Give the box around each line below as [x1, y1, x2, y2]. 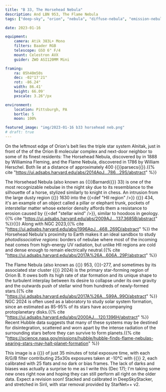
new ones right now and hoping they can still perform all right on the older [5, 371, 156, 377]
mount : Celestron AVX [14, 52, 58, 57]
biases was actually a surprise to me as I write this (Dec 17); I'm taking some [5, 365, 161, 371]
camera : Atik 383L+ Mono [14, 39, 65, 44]
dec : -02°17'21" [14, 75, 48, 80]
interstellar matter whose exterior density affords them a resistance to [5, 205, 147, 211]
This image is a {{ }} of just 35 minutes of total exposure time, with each [5, 350, 150, 356]
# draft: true [5, 130, 35, 135]
